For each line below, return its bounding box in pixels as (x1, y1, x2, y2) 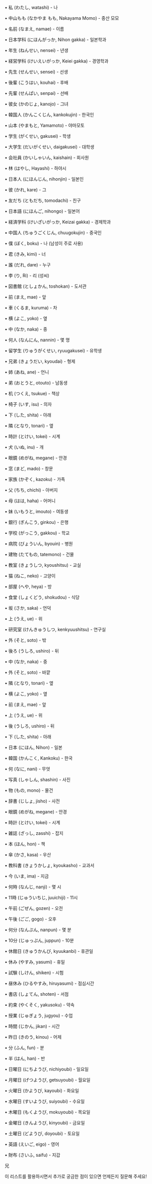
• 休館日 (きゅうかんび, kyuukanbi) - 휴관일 (5, 948, 94, 954)
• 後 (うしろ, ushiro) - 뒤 (5, 723, 55, 729)
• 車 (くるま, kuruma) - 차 (5, 305, 57, 310)
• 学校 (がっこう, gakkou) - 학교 (5, 530, 70, 536)
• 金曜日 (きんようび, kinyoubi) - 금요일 (5, 1120, 85, 1125)
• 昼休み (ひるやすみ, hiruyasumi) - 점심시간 (5, 981, 94, 986)
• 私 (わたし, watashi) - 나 (5, 5, 58, 10)
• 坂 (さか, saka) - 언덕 (5, 605, 51, 611)
